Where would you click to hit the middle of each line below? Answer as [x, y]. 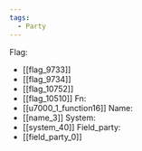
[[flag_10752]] [48, 89]
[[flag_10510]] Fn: [54, 98]
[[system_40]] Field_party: [71, 127]
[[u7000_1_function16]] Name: [78, 108]
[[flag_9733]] [47, 70]
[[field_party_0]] [52, 137]
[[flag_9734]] [47, 79]
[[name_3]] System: [59, 118]
